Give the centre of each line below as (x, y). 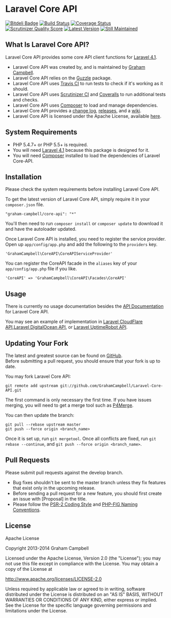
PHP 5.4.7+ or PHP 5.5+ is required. (50, 145)
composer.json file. (25, 205)
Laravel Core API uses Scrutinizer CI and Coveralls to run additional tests (89, 94)
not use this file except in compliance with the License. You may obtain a (82, 563)
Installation (23, 177)
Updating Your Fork (37, 343)
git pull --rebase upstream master (43, 425)
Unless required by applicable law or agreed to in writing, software (75, 589)
